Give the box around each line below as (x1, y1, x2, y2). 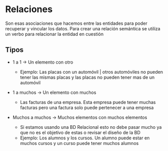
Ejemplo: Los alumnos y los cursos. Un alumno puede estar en (20, 135, 150, 141)
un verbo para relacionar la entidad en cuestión (5, 31, 104, 37)
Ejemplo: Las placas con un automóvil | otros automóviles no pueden (20, 69, 163, 75)
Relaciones (5, 4, 53, 15)
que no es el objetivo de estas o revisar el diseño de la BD (20, 129, 141, 135)
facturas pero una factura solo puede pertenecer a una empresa (20, 105, 154, 111)
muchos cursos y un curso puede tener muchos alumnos (20, 140, 139, 146)
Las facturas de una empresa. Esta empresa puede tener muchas (20, 99, 156, 105)
